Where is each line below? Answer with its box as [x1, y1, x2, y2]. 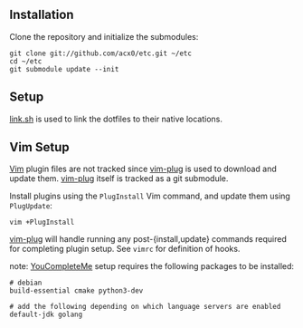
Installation [9, 7, 74, 23]
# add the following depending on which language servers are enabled [9, 303, 281, 312]
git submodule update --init [9, 64, 119, 73]
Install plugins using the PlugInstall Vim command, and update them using [9, 190, 291, 202]
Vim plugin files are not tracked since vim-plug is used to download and [9, 163, 278, 175]
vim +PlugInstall [9, 217, 75, 227]
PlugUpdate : [9, 200, 52, 211]
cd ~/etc [9, 56, 43, 66]
